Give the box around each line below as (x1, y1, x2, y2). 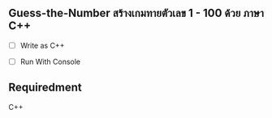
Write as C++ (19, 40, 65, 50)
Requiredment (8, 81, 83, 95)
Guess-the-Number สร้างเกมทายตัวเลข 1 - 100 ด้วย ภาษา (8, 6, 264, 20)
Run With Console (19, 57, 81, 66)
